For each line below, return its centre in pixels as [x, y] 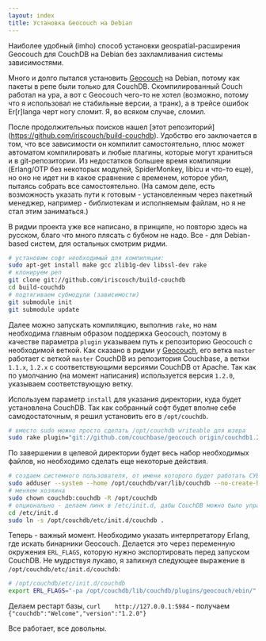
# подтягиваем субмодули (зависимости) [74, 294]
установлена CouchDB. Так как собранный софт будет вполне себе [122, 407]
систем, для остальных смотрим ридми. [99, 244]
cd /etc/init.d [33, 512]
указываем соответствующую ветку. [71, 384]
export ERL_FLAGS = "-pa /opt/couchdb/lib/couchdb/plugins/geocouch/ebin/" [133, 591]
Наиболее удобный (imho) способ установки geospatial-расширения [124, 45]
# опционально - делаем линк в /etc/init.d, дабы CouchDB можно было [125, 505]
